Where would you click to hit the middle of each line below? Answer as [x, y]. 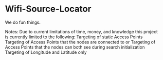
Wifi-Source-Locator [48, 9]
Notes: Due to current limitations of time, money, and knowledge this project [81, 31]
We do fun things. [23, 22]
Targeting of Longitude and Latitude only [46, 52]
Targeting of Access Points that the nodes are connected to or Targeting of [80, 42]
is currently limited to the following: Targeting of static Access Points [74, 37]
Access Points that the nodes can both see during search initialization [75, 47]
